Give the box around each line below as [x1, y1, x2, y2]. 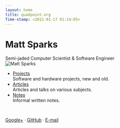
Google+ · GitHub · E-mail [5, 117, 59, 123]
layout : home [5, 7, 33, 13]
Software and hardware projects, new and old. [12, 76, 109, 82]
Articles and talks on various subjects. [12, 87, 93, 93]
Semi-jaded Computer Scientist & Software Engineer [5, 55, 115, 61]
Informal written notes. [12, 97, 60, 104]
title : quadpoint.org [5, 12, 51, 17]
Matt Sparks [5, 38, 58, 50]
